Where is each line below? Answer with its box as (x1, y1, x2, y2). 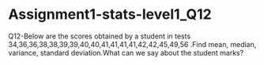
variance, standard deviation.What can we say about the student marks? (8, 48, 244, 57)
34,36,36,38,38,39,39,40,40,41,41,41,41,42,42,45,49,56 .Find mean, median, (8, 39, 257, 49)
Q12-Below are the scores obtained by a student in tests (8, 31, 191, 41)
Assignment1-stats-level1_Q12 (8, 5, 212, 23)
